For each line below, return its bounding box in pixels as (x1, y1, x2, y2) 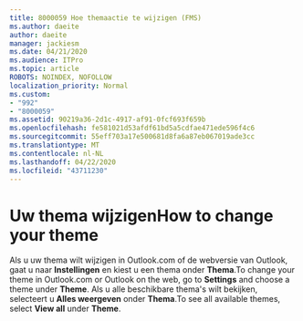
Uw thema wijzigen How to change (9, 205, 274, 226)
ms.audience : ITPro (9, 56, 84, 65)
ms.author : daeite (9, 22, 79, 31)
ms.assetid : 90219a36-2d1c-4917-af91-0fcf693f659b (9, 115, 206, 124)
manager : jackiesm (9, 38, 79, 48)
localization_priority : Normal (9, 81, 129, 90)
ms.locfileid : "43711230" (9, 166, 108, 175)
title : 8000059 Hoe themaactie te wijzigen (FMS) (9, 13, 203, 23)
